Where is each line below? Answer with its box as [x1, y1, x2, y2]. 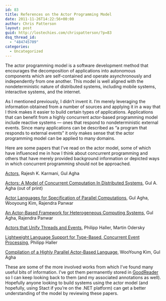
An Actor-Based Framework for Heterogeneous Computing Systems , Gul [5, 209, 154, 216]
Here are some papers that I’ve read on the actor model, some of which [5, 145, 151, 151]
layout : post [5, 26, 32, 31]
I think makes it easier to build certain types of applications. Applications [5, 109, 154, 115]
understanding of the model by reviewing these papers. [5, 290, 119, 296]
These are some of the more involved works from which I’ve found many [5, 264, 154, 270]
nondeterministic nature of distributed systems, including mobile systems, [5, 83, 156, 89]
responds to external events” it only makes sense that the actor [5, 130, 134, 136]
